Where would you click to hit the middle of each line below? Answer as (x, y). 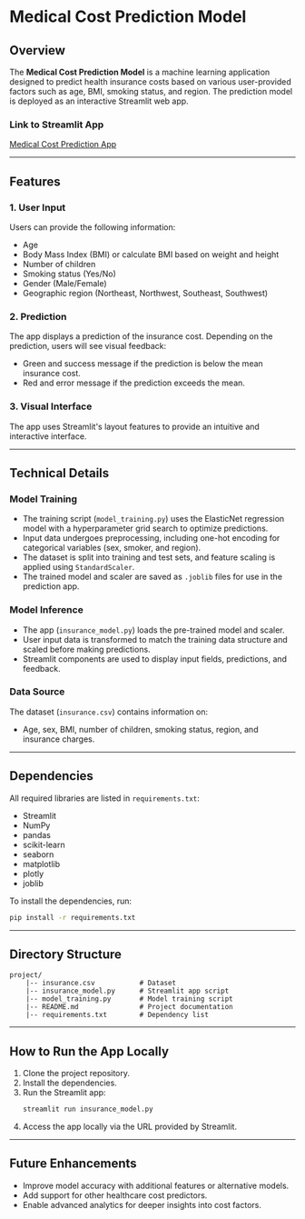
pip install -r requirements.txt (73, 917)
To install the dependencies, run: (71, 901)
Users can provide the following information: (93, 227)
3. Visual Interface (51, 406)
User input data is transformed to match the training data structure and (155, 639)
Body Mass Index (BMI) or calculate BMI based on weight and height (151, 254)
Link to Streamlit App (57, 125)
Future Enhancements (74, 1164)
